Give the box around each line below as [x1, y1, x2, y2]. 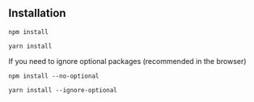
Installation [8, 6, 66, 20]
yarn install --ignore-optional [8, 86, 117, 94]
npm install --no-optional [8, 72, 99, 80]
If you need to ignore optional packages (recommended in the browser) [8, 56, 247, 66]
